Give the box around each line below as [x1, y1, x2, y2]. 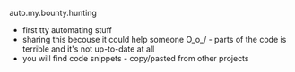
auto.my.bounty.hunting [9, 8, 97, 18]
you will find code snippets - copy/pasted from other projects [22, 53, 249, 63]
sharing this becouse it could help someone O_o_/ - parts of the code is [22, 35, 287, 44]
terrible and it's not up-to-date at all [22, 44, 155, 54]
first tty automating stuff [22, 25, 112, 35]
